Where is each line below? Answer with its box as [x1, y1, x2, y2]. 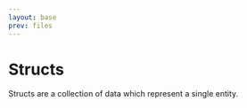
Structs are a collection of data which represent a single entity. [8, 89, 239, 99]
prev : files [8, 21, 53, 30]
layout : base [8, 12, 57, 22]
